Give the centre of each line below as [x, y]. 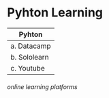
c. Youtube [28, 68]
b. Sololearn [30, 57]
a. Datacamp [31, 46]
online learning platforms [42, 86]
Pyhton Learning [55, 13]
